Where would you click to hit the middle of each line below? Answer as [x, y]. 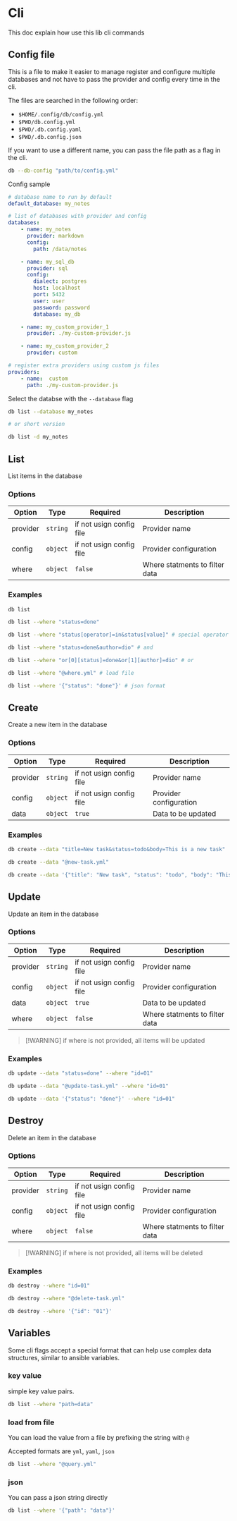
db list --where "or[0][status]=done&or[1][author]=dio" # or [101, 661]
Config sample [29, 184]
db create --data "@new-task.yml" [59, 862]
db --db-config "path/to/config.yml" [63, 171]
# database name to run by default [60, 197]
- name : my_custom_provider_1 [65, 327]
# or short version [37, 424]
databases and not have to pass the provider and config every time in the [114, 79]
